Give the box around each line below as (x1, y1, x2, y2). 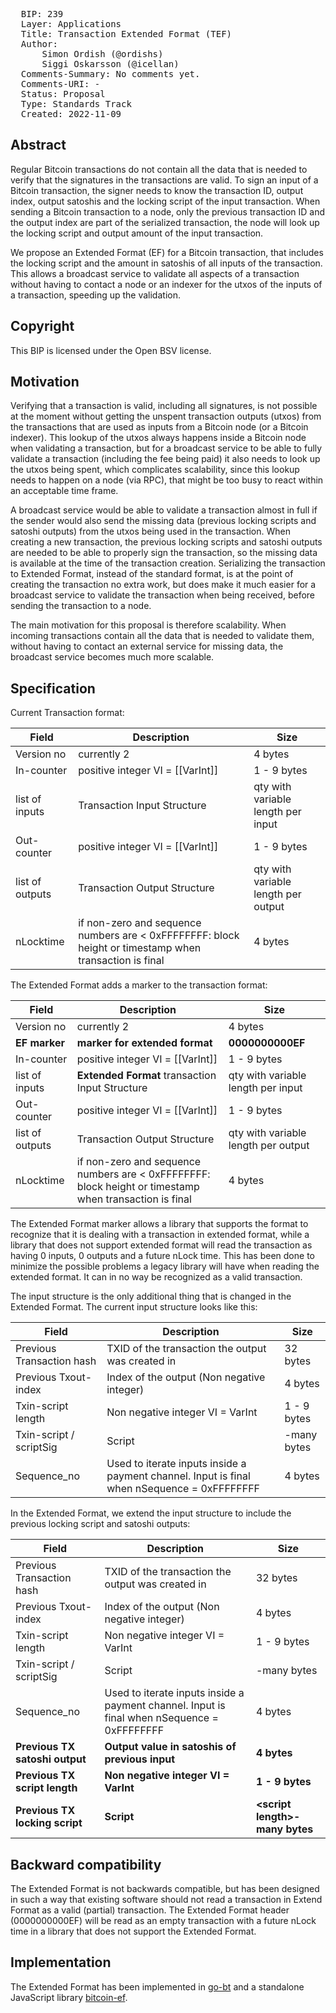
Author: (20, 39, 58, 49)
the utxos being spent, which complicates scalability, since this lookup (10, 464, 300, 476)
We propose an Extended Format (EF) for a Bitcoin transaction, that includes (10, 246, 324, 258)
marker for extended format (76, 1036, 213, 1050)
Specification (10, 680, 96, 697)
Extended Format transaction (76, 1069, 217, 1083)
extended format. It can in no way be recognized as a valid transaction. (10, 1271, 303, 1283)
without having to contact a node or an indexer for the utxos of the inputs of (10, 278, 323, 290)
